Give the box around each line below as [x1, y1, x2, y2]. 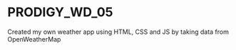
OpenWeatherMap [7, 35, 61, 43]
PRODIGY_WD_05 [7, 4, 113, 20]
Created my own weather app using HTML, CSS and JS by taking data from [7, 27, 230, 36]
